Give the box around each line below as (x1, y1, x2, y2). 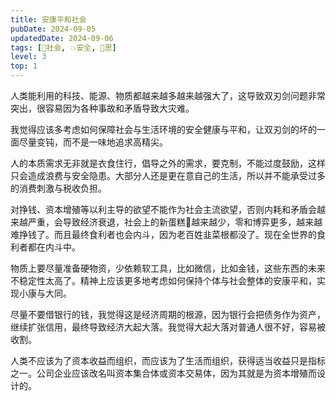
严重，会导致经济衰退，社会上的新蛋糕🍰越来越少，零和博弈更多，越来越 (27, 216, 323, 228)
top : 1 (10, 61, 38, 71)
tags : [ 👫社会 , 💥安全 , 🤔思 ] (10, 42, 117, 53)
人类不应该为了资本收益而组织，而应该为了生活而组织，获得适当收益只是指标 (10, 355, 326, 366)
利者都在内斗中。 (10, 241, 81, 253)
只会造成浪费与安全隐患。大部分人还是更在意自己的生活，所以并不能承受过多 (10, 170, 326, 181)
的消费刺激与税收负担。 (10, 182, 107, 194)
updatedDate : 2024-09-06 (10, 33, 114, 43)
